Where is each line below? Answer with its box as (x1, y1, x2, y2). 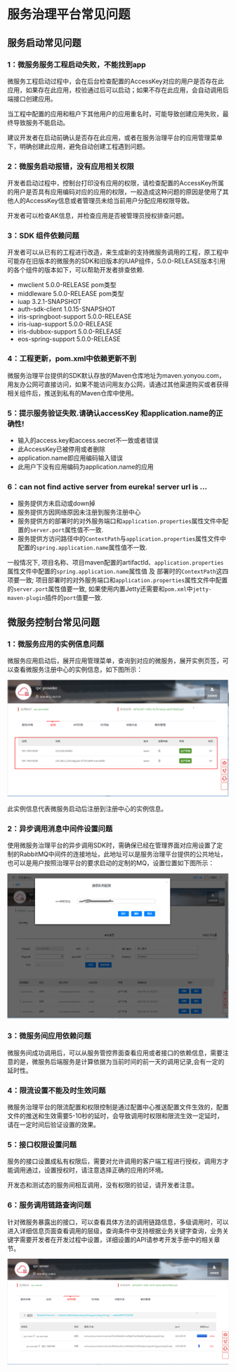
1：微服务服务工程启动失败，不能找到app (7, 59, 146, 69)
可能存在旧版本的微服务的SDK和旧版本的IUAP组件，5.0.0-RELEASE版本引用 (7, 257, 226, 265)
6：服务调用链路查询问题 (7, 1200, 91, 1210)
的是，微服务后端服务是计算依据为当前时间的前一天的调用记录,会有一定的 (13, 1057, 225, 1065)
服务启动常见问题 (7, 37, 81, 49)
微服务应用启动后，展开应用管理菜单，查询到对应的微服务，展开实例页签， (7, 656, 223, 665)
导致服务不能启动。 (13, 118, 69, 127)
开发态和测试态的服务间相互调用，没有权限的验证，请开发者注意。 (7, 1181, 198, 1189)
